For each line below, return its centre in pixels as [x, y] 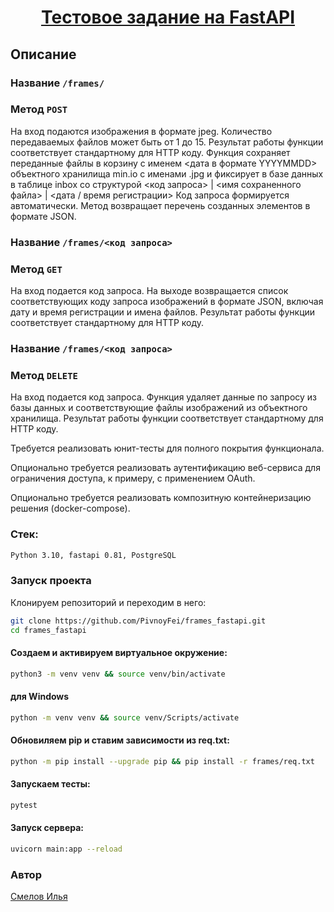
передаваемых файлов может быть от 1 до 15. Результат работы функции [167, 142]
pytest [24, 805]
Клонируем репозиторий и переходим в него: [108, 602]
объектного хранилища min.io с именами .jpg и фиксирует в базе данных [167, 173]
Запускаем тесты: [50, 784]
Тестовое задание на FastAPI [168, 17]
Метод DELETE [44, 375]
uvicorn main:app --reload [66, 849]
